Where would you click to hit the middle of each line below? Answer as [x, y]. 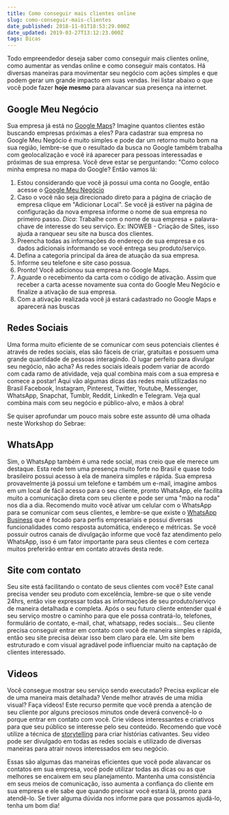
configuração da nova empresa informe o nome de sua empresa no [112, 211]
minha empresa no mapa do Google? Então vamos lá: [82, 169]
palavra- [206, 219]
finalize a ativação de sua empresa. [67, 291]
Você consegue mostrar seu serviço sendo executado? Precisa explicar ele [113, 690]
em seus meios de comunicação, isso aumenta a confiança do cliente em [110, 784]
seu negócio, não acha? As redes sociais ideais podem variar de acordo [108, 366]
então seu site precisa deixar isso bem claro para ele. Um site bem [101, 637]
